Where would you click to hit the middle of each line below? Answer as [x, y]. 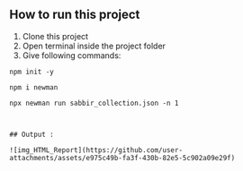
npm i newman [34, 87]
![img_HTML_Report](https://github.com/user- [96, 150]
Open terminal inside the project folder [94, 46]
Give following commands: [72, 55]
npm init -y [31, 72]
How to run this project [75, 15]
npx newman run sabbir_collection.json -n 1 [94, 103]
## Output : [31, 134]
